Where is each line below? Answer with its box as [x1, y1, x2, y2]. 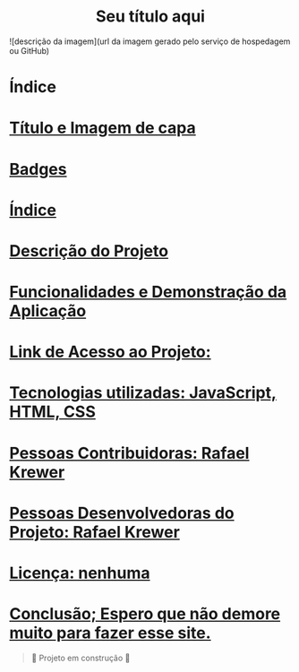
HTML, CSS [9, 401, 97, 422]
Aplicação [9, 301, 87, 322]
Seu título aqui [95, 6, 206, 27]
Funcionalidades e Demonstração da [9, 282, 287, 302]
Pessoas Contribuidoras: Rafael [9, 443, 250, 463]
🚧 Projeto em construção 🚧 [30, 652, 131, 663]
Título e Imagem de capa [9, 118, 197, 138]
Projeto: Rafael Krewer [9, 521, 181, 542]
